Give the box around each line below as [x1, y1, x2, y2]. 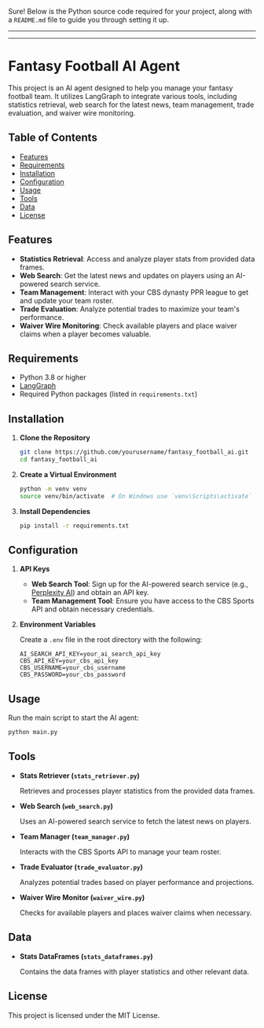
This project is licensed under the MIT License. [8, 1010, 160, 1020]
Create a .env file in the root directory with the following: [19, 635, 203, 644]
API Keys [19, 564, 50, 574]
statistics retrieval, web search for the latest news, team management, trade [8, 100, 255, 109]
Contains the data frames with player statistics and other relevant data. [19, 967, 250, 976]
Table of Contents [8, 131, 98, 145]
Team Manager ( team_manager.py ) [19, 832, 130, 841]
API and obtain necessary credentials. [31, 604, 155, 614]
